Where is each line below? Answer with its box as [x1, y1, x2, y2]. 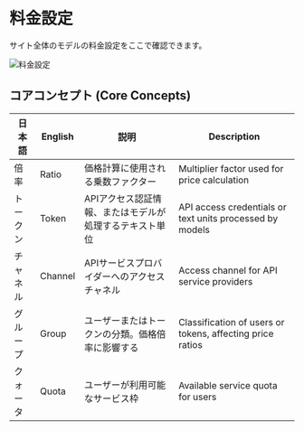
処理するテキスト [84, 219, 157, 231]
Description [208, 130, 261, 143]
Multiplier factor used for [177, 162, 284, 174]
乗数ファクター [93, 175, 157, 188]
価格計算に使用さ [84, 162, 157, 174]
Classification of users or [177, 315, 285, 328]
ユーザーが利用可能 [84, 379, 166, 391]
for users [177, 390, 217, 403]
